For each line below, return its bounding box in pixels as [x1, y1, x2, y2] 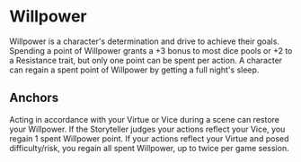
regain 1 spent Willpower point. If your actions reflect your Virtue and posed [9, 132, 289, 144]
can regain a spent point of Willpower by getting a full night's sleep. [9, 64, 260, 75]
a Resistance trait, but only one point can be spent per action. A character [9, 55, 283, 65]
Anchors [9, 90, 59, 106]
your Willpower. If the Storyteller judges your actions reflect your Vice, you [9, 124, 286, 134]
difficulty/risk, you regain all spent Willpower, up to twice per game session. [9, 142, 289, 153]
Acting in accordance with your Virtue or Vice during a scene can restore [9, 114, 280, 124]
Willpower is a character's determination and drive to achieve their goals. [9, 36, 280, 47]
